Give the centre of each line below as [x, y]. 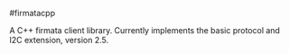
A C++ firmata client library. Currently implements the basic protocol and [144, 30]
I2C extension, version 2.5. [59, 40]
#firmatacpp [33, 13]
